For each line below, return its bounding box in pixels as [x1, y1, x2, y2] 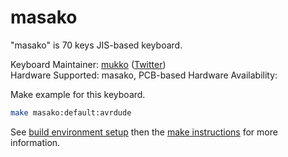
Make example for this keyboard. [10, 88, 146, 100]
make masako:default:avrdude [10, 107, 132, 118]
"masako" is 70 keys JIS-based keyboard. [10, 39, 183, 51]
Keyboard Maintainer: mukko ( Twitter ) [10, 58, 167, 70]
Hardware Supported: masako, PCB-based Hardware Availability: [10, 69, 278, 81]
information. [10, 136, 61, 148]
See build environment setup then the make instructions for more [10, 126, 278, 138]
